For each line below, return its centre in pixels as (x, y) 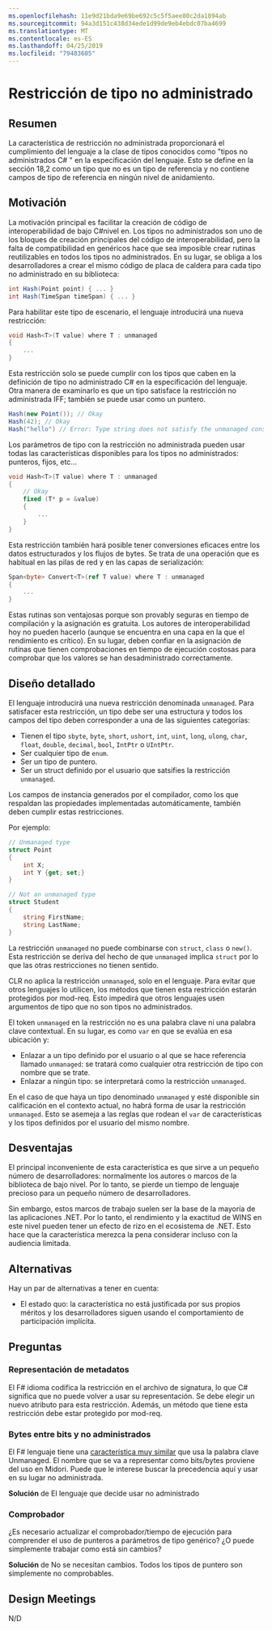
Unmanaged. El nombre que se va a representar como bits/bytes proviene (132, 1461)
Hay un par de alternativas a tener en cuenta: (84, 1288)
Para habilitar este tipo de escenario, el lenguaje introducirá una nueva (126, 312)
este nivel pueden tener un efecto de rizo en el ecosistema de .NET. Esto (130, 1226)
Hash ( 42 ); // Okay (39, 421)
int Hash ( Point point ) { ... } (61, 288)
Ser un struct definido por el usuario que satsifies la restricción (125, 770)
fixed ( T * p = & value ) (61, 499)
